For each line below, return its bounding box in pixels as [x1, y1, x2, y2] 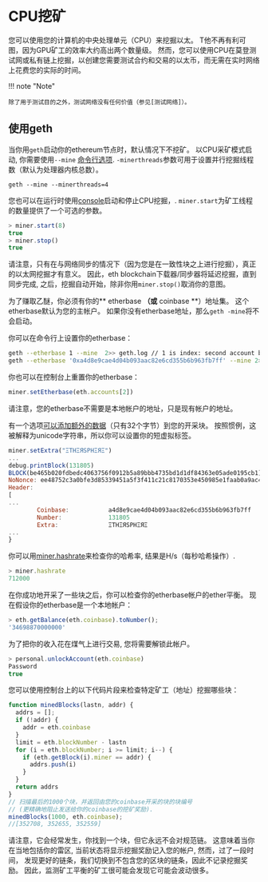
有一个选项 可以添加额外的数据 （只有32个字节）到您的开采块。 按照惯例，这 [8, 421, 257, 430]
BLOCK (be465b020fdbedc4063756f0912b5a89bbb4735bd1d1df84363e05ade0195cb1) [8, 469, 262, 477]
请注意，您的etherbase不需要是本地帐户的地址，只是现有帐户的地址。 [8, 403, 238, 413]
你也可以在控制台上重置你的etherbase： [8, 373, 140, 381]
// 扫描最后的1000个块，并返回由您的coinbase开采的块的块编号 [8, 797, 193, 806]
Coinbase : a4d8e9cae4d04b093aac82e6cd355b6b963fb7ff [37, 505, 251, 514]
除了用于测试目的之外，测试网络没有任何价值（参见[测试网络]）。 [8, 98, 191, 106]
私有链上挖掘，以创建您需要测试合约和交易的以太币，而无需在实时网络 [29, 55, 260, 65]
